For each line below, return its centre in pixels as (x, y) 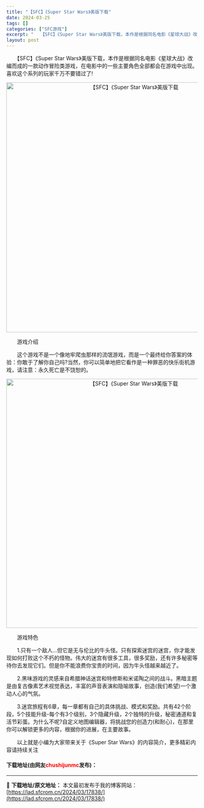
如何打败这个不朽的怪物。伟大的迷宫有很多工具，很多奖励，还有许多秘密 (102, 658)
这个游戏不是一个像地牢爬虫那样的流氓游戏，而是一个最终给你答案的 (102, 354)
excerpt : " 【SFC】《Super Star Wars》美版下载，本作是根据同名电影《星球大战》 (100, 35)
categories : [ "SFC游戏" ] (37, 29)
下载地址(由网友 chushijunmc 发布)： (52, 765)
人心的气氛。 (27, 693)
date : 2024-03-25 (28, 18)
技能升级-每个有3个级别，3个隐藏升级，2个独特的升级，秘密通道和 (109, 714)
